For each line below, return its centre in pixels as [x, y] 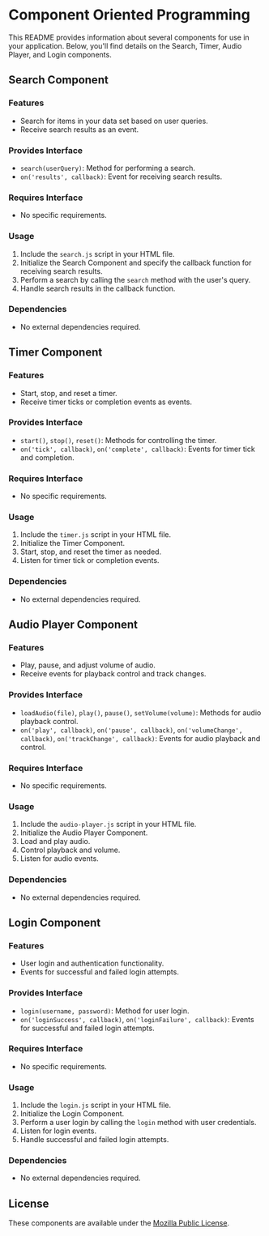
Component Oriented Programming [130, 15]
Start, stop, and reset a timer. [68, 393]
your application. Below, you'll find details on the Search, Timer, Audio [125, 45]
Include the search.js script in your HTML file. [97, 254]
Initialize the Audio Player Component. [84, 833]
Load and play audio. [55, 842]
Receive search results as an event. [79, 129]
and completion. [47, 457]
